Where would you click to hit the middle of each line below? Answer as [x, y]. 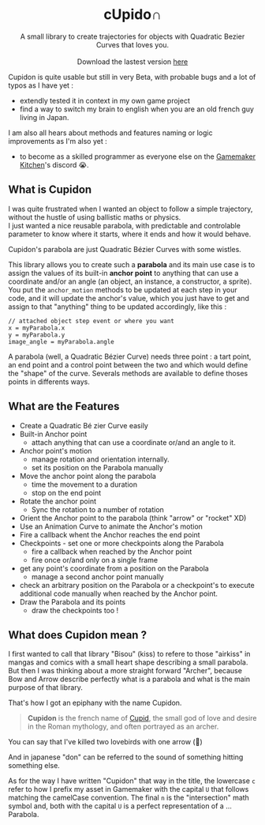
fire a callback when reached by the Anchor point [112, 552]
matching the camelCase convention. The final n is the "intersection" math [129, 798]
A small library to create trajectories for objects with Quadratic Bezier [132, 36]
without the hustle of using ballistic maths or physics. [95, 217]
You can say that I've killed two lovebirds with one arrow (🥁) [105, 742]
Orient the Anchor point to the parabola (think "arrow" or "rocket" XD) [133, 518]
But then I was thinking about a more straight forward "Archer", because [125, 671]
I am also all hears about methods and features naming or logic [110, 133]
